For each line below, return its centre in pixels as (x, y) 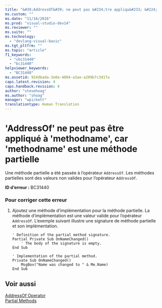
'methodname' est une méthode (71, 149)
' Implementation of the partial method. (54, 256)
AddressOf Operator (26, 296)
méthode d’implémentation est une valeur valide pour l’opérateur (77, 216)
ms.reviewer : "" (21, 28)
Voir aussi (20, 284)
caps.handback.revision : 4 (32, 86)
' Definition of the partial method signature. (61, 235)
